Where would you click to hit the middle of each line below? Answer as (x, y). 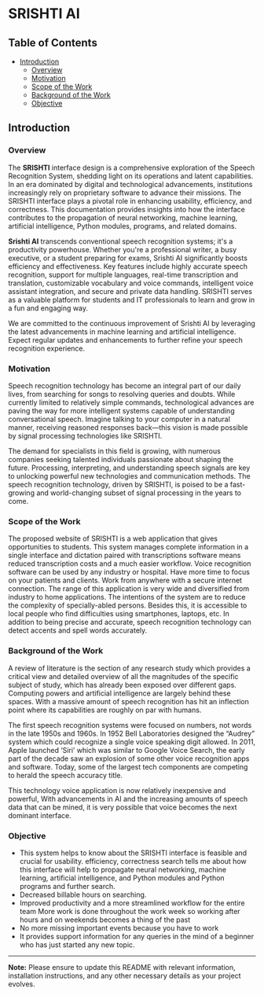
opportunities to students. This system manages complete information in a (128, 547)
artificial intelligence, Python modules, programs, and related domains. (123, 226)
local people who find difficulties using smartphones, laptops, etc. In (119, 614)
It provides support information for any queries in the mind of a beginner (136, 936)
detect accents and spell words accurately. (78, 630)
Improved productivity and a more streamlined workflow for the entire (132, 903)
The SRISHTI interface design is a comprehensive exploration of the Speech (132, 167)
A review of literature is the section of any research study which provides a (130, 668)
